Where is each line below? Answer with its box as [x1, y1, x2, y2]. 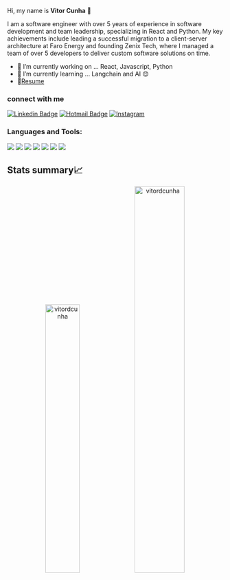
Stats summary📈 [7, 164, 83, 175]
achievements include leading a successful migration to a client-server [7, 34, 207, 43]
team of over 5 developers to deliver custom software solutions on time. [7, 49, 211, 57]
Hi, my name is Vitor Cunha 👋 [7, 7, 91, 14]
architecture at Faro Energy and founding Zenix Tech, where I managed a [7, 42, 214, 50]
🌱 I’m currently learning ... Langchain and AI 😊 [16, 69, 149, 78]
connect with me [7, 94, 65, 103]
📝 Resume [16, 77, 45, 85]
